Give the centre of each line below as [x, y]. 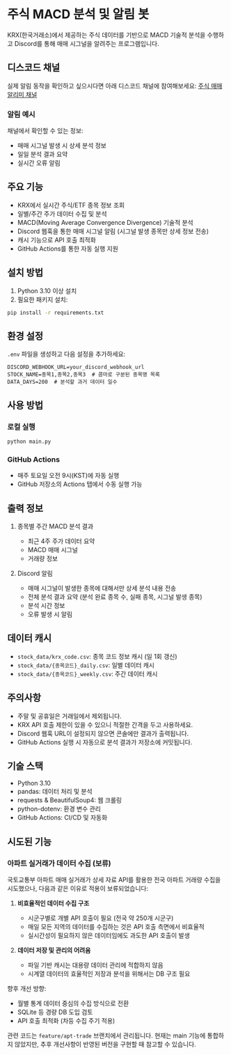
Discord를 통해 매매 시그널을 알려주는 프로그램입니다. [87, 43]
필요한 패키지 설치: [42, 299]
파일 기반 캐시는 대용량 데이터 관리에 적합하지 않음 [95, 965]
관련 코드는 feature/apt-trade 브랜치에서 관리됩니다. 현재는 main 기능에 [106, 1036]
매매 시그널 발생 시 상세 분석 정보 [62, 146]
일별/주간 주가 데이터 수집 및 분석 [62, 214]
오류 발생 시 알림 [50, 614]
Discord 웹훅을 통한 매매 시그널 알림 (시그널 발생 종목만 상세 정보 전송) [113, 231]
